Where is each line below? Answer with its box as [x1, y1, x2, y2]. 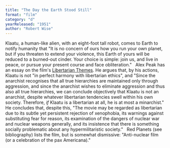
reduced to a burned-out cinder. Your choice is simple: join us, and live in [5, 56, 158, 62]
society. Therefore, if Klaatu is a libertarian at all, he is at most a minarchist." [5, 99, 164, 105]
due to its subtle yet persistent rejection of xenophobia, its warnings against [5, 110, 164, 117]
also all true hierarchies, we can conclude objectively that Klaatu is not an [5, 89, 159, 95]
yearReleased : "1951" [5, 21, 51, 27]
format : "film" [5, 12, 38, 17]
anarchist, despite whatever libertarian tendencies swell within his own [5, 94, 153, 100]
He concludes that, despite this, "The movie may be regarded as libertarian [5, 105, 162, 111]
